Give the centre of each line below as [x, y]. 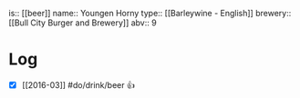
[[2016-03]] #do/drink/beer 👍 [78, 84]
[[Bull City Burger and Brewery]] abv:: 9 [83, 23]
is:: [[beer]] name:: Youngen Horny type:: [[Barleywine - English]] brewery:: [150, 13]
